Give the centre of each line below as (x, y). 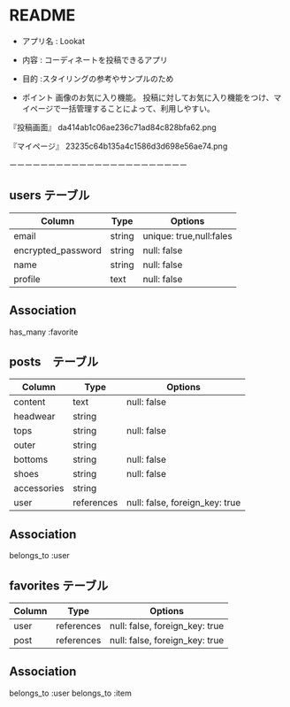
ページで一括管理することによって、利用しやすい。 (122, 108)
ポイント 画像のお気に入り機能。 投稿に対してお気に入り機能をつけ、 (148, 97)
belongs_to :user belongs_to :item (71, 693)
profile (27, 279)
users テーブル (50, 196)
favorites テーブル (59, 585)
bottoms (31, 459)
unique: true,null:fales (187, 235)
